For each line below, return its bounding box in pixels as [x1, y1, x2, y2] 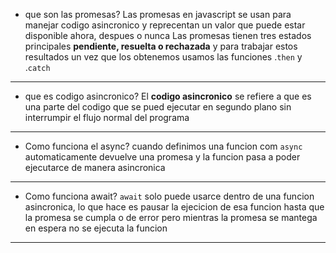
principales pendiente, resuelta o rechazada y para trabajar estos [24, 40, 298, 52]
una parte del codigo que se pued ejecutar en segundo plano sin [24, 101, 292, 113]
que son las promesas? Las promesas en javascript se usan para [24, 9, 292, 20]
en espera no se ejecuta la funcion [24, 222, 168, 234]
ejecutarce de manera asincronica [24, 162, 166, 173]
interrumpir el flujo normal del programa [24, 112, 190, 123]
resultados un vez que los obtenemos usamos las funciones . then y [24, 51, 303, 63]
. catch [24, 62, 51, 73]
